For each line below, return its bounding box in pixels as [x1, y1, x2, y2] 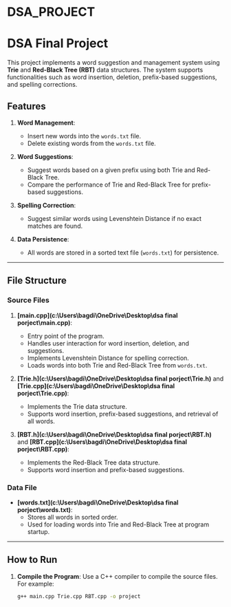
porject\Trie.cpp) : [16, 389, 69, 397]
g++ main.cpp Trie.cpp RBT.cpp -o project [16, 593, 141, 599]
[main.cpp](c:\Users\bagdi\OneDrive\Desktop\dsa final [16, 311, 178, 319]
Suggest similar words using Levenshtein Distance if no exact [27, 214, 201, 222]
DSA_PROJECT [7, 4, 96, 20]
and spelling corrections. [7, 81, 78, 89]
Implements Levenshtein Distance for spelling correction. [27, 354, 189, 362]
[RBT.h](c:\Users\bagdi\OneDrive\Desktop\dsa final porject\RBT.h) [16, 430, 212, 438]
